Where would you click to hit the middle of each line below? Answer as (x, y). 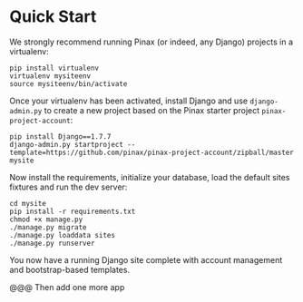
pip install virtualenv (54, 68)
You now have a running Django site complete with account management (146, 259)
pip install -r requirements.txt (73, 211)
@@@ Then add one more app (67, 287)
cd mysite (28, 203)
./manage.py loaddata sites (63, 235)
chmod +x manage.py (46, 219)
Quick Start (53, 17)
